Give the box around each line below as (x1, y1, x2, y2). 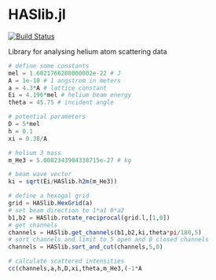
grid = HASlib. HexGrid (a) (8, 199, 93, 208)
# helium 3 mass (8, 149, 61, 157)
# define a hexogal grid (8, 192, 90, 200)
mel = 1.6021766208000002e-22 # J (8, 69, 122, 77)
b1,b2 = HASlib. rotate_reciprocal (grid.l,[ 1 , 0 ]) (8, 214, 170, 222)
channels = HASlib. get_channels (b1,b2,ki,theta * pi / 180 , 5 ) (8, 228, 202, 237)
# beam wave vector (8, 171, 72, 179)
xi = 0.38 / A (8, 134, 47, 142)
